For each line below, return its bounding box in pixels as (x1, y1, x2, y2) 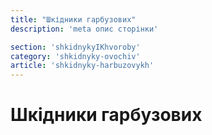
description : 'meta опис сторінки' (10, 24, 159, 34)
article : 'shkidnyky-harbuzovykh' (10, 61, 155, 71)
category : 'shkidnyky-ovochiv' (10, 51, 141, 61)
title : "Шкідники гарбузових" (10, 14, 137, 25)
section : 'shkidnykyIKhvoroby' (10, 42, 141, 52)
